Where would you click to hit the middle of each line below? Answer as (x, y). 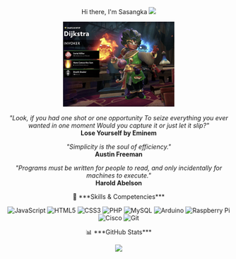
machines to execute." (119, 175)
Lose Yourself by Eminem (119, 133)
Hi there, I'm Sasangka (114, 12)
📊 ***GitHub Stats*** (119, 232)
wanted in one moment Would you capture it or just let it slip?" (119, 126)
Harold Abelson (119, 183)
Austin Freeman (119, 154)
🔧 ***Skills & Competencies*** (119, 197)
